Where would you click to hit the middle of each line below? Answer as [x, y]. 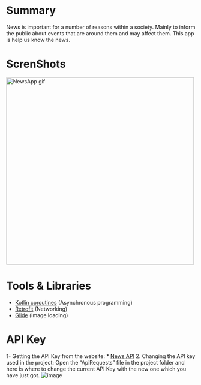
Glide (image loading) [41, 315]
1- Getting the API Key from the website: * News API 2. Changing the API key [101, 356]
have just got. [23, 375]
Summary [31, 10]
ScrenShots [36, 64]
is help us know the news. [38, 40]
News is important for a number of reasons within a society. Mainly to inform [101, 27]
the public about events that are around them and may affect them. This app [100, 33]
